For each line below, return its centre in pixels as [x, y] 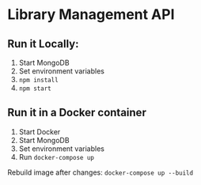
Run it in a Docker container [77, 113]
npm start [35, 89]
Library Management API [91, 15]
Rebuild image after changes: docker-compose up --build [100, 172]
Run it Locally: [44, 44]
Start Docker [40, 131]
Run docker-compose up [56, 157]
